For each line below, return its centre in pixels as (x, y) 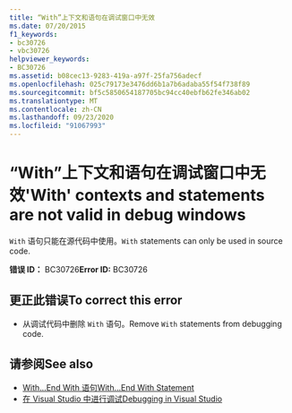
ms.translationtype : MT (54, 101)
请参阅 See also (52, 364)
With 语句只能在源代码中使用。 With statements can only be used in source (146, 241)
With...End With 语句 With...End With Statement (108, 387)
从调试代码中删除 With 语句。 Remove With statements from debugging (152, 323)
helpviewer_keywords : (50, 59)
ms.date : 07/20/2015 (48, 26)
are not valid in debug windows (128, 215)
